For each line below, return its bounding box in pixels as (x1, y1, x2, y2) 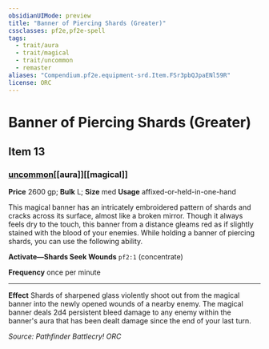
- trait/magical (15, 49, 70, 57)
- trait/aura (15, 42, 59, 50)
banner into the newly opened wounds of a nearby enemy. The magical (8, 299, 244, 309)
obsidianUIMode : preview (8, 11, 91, 20)
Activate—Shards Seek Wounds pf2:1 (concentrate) (8, 252, 184, 262)
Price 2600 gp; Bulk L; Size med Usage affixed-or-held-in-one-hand (8, 187, 236, 197)
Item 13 (8, 145, 46, 158)
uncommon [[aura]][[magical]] (8, 169, 128, 180)
